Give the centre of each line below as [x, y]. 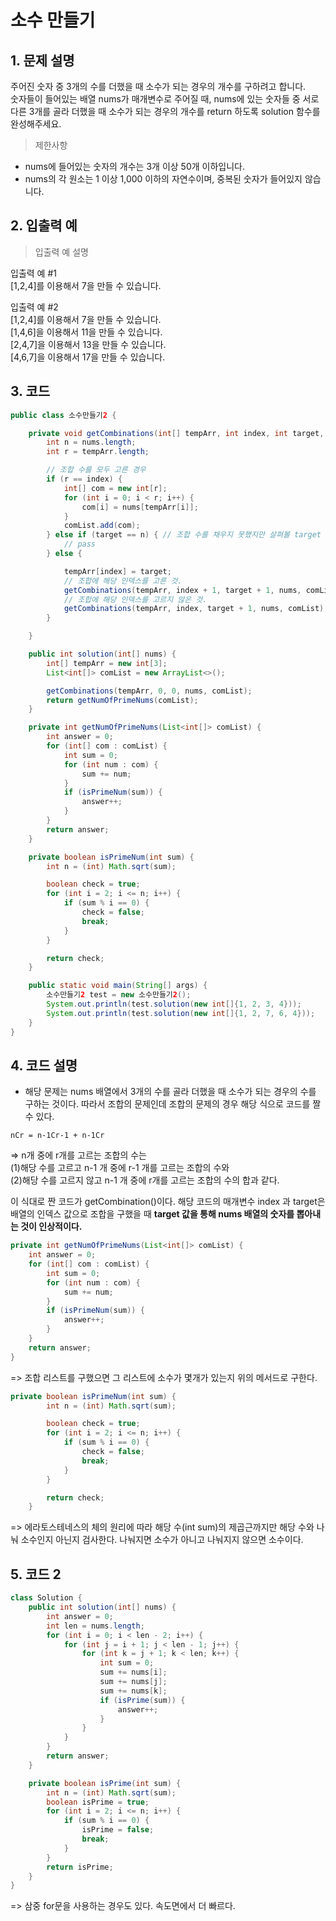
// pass [80, 544]
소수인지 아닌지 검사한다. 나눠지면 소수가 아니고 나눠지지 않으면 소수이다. [162, 1540]
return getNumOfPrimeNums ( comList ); [122, 700]
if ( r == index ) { [84, 479]
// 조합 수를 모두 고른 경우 [96, 470]
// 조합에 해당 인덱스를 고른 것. [123, 581]
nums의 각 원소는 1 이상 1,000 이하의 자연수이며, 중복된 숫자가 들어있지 [163, 179]
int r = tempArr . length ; [98, 452]
